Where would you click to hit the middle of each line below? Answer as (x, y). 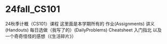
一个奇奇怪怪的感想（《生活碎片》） (41, 36)
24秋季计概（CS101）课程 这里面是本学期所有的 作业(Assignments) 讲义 (80, 23)
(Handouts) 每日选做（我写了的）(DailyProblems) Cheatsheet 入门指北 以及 (83, 30)
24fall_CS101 (33, 9)
